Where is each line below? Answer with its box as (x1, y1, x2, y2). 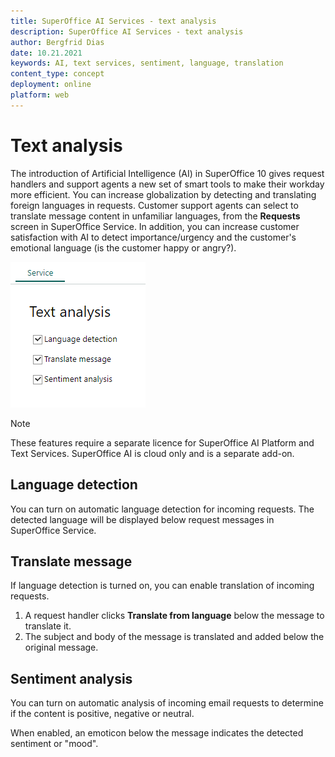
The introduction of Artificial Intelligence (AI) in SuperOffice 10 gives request (10, 167, 325, 179)
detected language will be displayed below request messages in (10, 513, 275, 525)
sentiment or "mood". (10, 738, 99, 750)
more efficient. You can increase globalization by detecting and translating (10, 188, 317, 200)
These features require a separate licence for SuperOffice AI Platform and (10, 436, 315, 449)
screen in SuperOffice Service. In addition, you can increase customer (10, 220, 300, 232)
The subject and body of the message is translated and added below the (24, 631, 325, 643)
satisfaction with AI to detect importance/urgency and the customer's (10, 231, 297, 243)
